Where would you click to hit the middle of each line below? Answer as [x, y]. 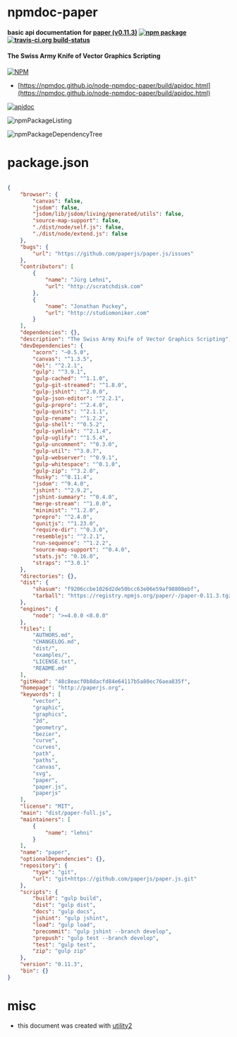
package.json [48, 163]
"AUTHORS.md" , [53, 635]
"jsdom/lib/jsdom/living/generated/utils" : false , [109, 214]
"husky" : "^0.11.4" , [63, 477]
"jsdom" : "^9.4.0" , [61, 484]
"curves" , [47, 747]
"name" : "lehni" [69, 832]
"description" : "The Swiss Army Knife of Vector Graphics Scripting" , [126, 339]
